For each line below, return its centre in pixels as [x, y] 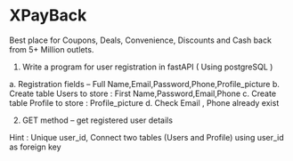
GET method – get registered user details [98, 120]
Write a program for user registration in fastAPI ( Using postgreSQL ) [147, 67]
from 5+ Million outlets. [52, 49]
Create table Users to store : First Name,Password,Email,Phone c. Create [143, 93]
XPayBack [48, 16]
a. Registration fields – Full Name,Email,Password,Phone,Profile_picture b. [145, 84]
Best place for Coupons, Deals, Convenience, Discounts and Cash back [140, 40]
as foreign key [35, 147]
